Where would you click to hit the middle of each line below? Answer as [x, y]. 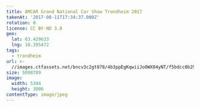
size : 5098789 [24, 73]
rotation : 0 [21, 23]
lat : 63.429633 [30, 39]
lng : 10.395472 [30, 45]
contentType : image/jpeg [37, 95]
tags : [13, 51]
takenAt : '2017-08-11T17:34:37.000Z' [53, 17]
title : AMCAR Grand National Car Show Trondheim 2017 [74, 12]
